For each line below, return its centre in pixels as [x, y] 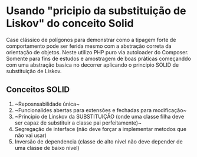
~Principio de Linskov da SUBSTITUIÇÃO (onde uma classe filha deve [99, 116]
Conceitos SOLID [38, 90]
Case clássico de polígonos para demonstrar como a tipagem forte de [91, 40]
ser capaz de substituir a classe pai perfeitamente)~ [78, 123]
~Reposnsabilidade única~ [47, 104]
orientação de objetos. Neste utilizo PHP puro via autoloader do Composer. [97, 52]
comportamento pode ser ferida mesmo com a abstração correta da [89, 46]
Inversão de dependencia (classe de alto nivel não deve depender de [98, 141]
